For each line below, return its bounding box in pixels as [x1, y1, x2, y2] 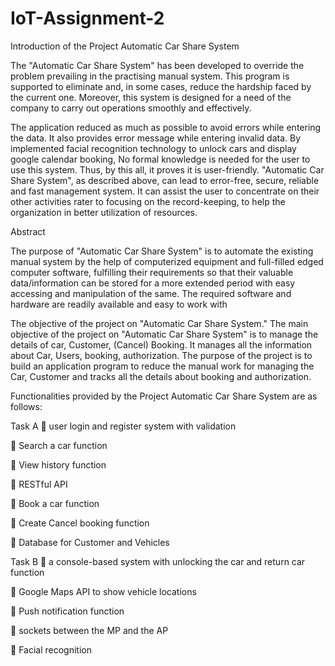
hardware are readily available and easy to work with [10, 298, 228, 310]
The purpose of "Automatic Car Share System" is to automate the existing [10, 245, 314, 257]
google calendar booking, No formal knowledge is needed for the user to [10, 153, 311, 165]
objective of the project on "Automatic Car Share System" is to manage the [10, 328, 319, 340]
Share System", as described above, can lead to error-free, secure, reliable [10, 174, 320, 186]
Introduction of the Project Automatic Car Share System [10, 40, 240, 52]
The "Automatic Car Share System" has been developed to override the [10, 59, 305, 71]
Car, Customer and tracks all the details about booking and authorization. [10, 370, 312, 382]
